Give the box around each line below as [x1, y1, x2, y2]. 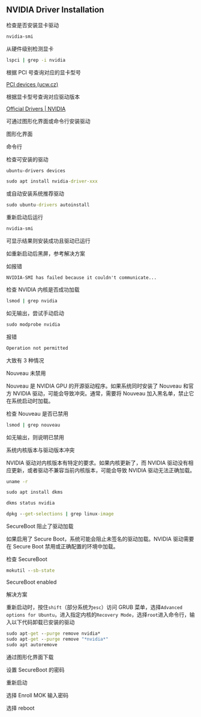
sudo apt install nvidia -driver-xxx [6, 178, 98, 185]
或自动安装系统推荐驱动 [6, 190, 64, 197]
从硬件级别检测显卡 [6, 45, 54, 52]
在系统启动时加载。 [6, 397, 54, 404]
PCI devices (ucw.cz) [6, 80, 59, 88]
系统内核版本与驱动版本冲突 [6, 446, 75, 454]
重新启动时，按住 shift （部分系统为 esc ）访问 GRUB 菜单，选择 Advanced [6, 603, 183, 611]
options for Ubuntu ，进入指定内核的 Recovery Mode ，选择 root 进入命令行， [6, 611, 190, 618]
